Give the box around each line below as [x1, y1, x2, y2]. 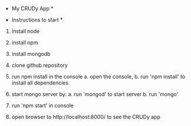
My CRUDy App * [11, 5, 54, 12]
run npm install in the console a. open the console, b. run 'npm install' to [11, 73, 186, 80]
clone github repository [11, 62, 68, 69]
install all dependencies [11, 79, 69, 86]
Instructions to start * [11, 16, 63, 23]
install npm [11, 39, 39, 46]
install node [11, 28, 40, 35]
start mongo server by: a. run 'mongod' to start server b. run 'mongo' [11, 91, 179, 97]
